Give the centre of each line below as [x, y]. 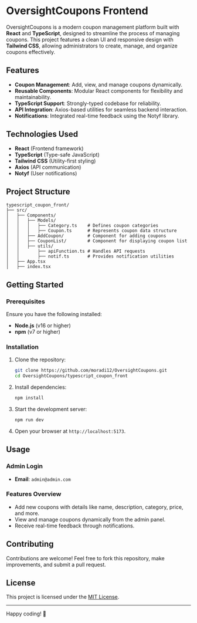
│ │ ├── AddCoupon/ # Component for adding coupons [86, 236]
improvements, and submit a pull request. [56, 564]
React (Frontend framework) [49, 148]
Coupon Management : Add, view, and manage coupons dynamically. [98, 84]
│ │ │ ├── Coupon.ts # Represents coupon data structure [91, 231]
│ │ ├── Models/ [31, 221]
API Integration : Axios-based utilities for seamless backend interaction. [101, 109]
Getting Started [35, 285]
